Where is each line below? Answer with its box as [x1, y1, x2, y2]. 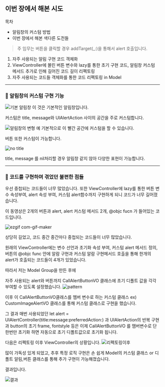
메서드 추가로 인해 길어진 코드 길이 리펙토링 [12, 68, 95, 74]
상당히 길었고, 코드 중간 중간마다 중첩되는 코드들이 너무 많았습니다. [5, 234, 133, 240]
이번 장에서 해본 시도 [5, 4, 63, 13]
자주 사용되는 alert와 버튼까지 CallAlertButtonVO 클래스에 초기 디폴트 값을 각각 [5, 278, 157, 284]
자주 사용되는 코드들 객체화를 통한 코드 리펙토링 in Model [12, 74, 122, 80]
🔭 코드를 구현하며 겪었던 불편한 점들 [5, 173, 84, 180]
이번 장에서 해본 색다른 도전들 [12, 35, 69, 41]
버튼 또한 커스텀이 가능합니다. [5, 136, 62, 142]
